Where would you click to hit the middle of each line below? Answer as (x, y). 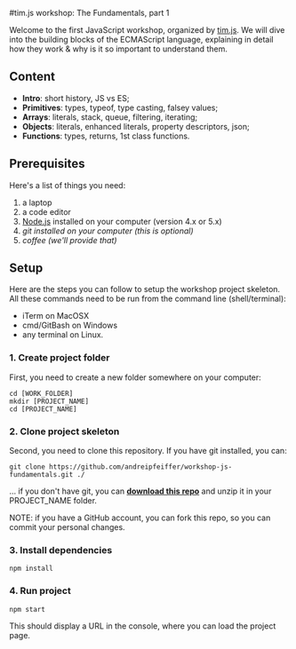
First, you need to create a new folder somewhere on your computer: (136, 377)
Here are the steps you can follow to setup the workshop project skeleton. (145, 289)
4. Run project (40, 591)
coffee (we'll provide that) (69, 240)
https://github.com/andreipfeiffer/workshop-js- (140, 467)
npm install (31, 569)
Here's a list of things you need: (68, 185)
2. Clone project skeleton (64, 431)
